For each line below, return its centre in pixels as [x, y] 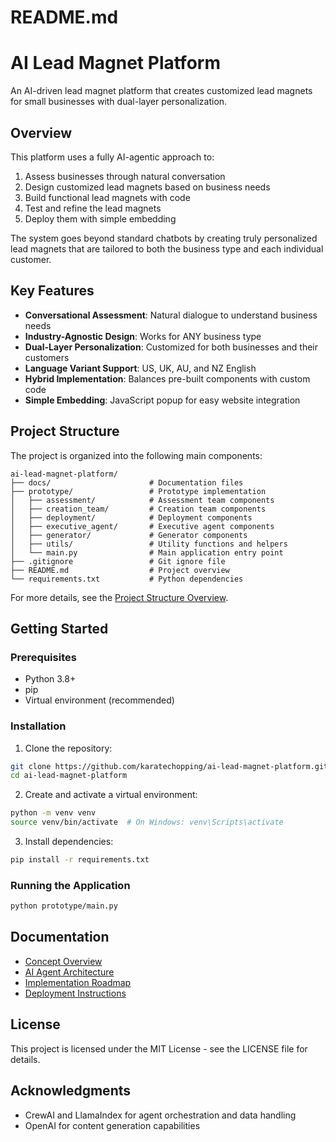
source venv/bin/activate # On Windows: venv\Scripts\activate [147, 822]
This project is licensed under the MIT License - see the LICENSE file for [159, 1048]
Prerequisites [43, 657]
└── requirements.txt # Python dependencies [127, 579]
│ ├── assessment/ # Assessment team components [142, 500]
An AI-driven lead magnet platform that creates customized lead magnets [161, 91]
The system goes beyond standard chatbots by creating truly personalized [164, 238]
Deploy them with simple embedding [100, 218]
